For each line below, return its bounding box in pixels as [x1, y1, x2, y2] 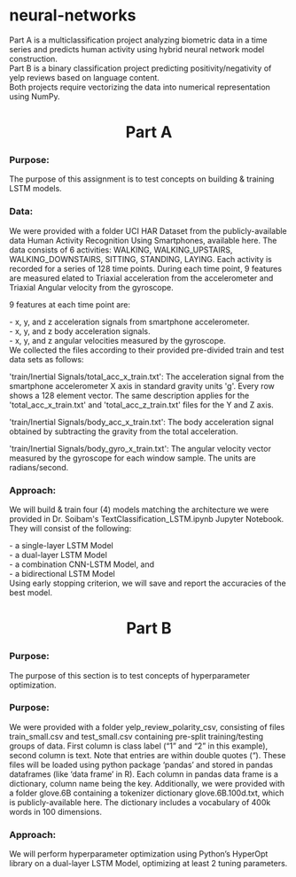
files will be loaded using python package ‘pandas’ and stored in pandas [9, 759, 273, 770]
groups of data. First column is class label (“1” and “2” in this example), [9, 741, 269, 751]
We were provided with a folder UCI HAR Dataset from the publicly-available [9, 225, 288, 236]
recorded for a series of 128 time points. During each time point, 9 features [9, 263, 282, 274]
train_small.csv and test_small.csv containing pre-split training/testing [9, 731, 264, 741]
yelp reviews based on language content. [9, 72, 160, 82]
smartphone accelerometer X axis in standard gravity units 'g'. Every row [9, 380, 275, 391]
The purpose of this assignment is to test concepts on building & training [9, 174, 275, 184]
